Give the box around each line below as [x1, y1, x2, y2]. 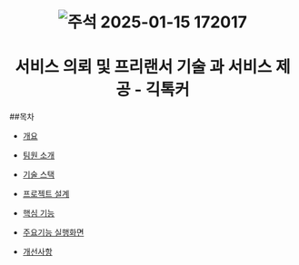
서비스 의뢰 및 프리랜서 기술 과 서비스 [15, 57, 273, 77]
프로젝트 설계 [22, 189, 70, 200]
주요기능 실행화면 [22, 227, 85, 238]
